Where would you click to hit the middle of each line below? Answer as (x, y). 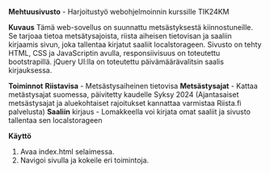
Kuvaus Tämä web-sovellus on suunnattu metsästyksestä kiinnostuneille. (131, 27)
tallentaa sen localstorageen (55, 120)
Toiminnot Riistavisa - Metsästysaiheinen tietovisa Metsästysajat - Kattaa (133, 86)
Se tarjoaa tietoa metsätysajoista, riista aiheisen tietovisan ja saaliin (120, 36)
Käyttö (20, 136)
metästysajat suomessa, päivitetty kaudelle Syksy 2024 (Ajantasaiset (124, 95)
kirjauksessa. (30, 70)
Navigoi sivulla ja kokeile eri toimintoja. (84, 160)
